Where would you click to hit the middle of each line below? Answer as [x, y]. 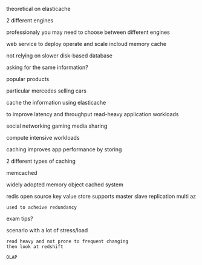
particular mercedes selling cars [46, 91]
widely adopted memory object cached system [65, 185]
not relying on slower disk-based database [60, 56]
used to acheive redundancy [42, 208]
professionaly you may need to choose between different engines [88, 32]
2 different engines [30, 20]
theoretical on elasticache [38, 9]
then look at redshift [35, 247]
